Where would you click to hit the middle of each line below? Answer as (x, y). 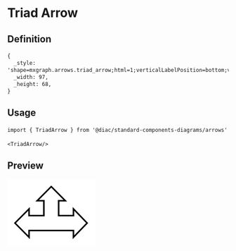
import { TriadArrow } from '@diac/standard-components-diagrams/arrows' (118, 130)
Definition (29, 39)
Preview (26, 166)
